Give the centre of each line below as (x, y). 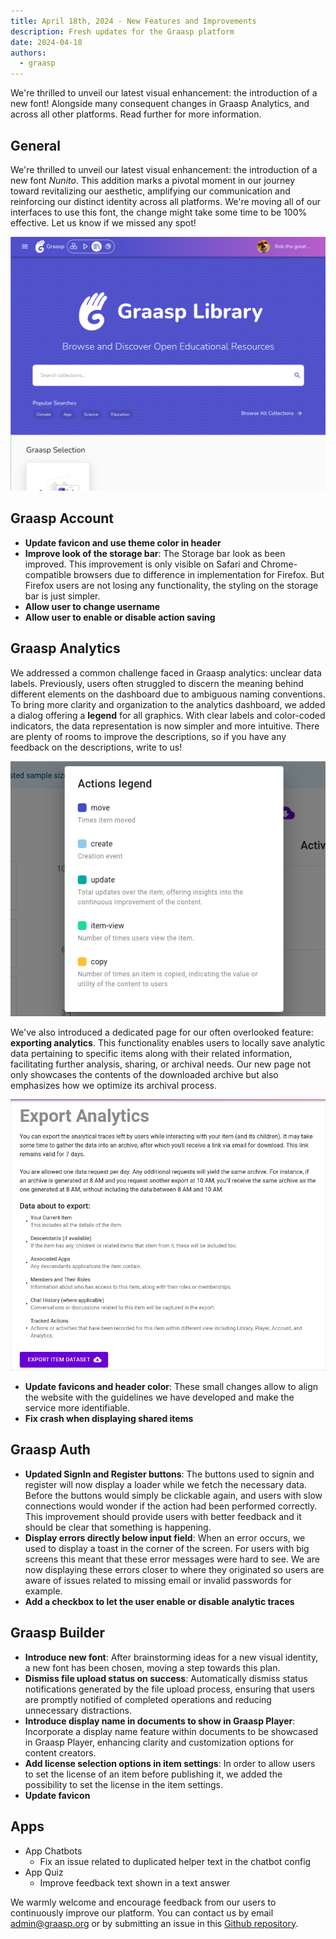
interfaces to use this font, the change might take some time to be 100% (159, 212)
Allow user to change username (92, 606)
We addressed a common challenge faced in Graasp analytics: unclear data (166, 672)
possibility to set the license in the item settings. (123, 1784)
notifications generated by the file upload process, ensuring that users (169, 1689)
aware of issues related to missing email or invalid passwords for (158, 1580)
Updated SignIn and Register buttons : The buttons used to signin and (169, 1474)
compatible (48, 574)
